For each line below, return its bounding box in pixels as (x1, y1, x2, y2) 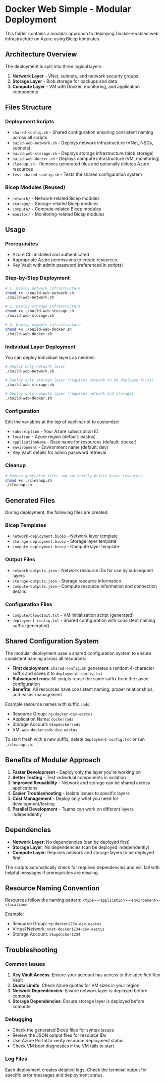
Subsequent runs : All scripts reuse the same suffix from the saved (12, 675, 149, 681)
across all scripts (12, 135, 47, 141)
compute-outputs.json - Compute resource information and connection (12, 583, 157, 589)
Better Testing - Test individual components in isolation (12, 774, 126, 780)
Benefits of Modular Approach (5, 756, 101, 764)
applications (12, 785, 38, 791)
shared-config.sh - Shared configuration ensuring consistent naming (12, 129, 154, 135)
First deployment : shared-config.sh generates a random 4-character (12, 665, 155, 671)
